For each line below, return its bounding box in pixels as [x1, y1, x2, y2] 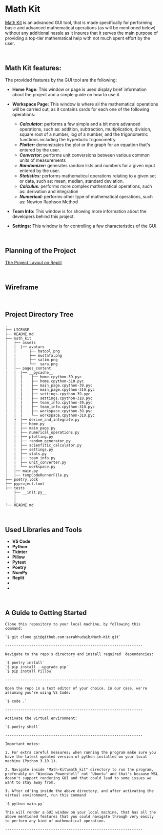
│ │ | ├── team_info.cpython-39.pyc [5, 400, 93, 405]
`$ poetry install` [5, 660, 45, 665]
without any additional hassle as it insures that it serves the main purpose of [5, 30, 158, 36]
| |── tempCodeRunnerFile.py [5, 473, 69, 478]
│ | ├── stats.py [5, 451, 47, 456]
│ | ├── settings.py [5, 447, 54, 452]
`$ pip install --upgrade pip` [5, 664, 69, 669]
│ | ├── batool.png [5, 349, 60, 354]
